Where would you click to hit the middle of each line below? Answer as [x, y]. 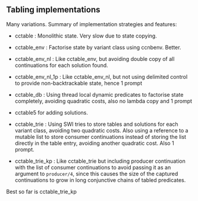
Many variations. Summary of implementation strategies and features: [92, 24]
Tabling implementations [53, 10]
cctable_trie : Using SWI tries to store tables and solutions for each [96, 124]
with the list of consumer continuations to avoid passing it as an [93, 167]
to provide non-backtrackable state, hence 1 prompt [78, 83]
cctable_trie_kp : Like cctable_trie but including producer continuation [100, 161]
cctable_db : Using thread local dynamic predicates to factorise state [99, 94]
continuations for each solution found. [61, 65]
